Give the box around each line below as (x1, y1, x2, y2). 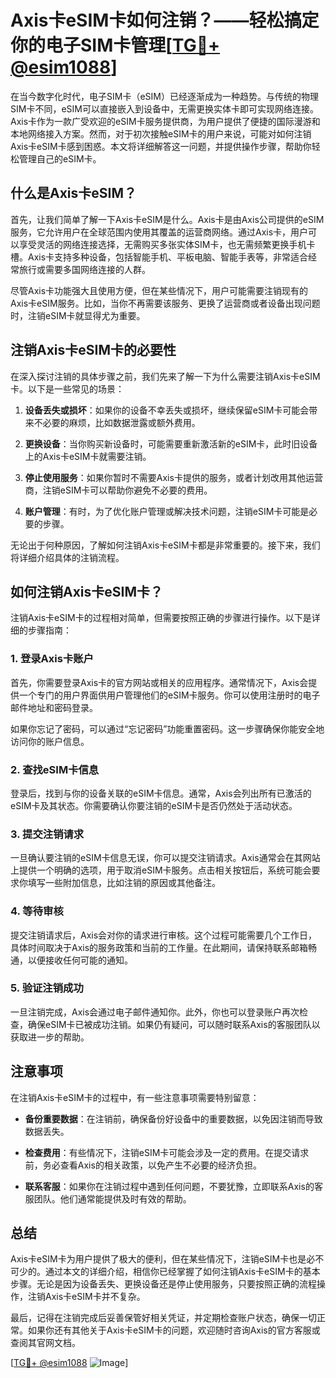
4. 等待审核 (10, 904, 64, 918)
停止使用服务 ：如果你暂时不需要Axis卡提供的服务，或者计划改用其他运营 (24, 471, 323, 483)
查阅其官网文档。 (10, 1337, 81, 1349)
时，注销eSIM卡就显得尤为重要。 (10, 309, 146, 321)
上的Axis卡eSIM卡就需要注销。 (24, 450, 152, 462)
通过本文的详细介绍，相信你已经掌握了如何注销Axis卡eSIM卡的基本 (44, 1266, 321, 1278)
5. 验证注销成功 (10, 981, 84, 995)
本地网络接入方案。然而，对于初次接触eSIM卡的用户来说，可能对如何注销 (10, 127, 312, 140)
